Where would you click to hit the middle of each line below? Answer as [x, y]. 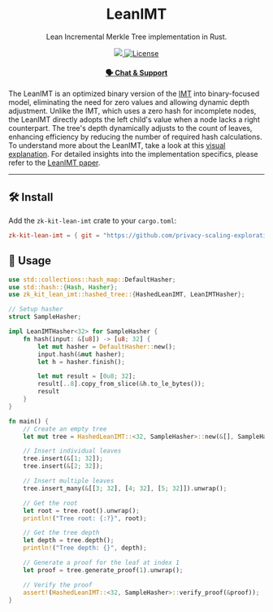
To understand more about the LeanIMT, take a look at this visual [117, 145]
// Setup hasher [36, 310]
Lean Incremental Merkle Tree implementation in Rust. [136, 37]
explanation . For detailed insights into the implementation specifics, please [133, 154]
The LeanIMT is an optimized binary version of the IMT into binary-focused [134, 93]
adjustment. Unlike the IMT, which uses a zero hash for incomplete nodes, [132, 111]
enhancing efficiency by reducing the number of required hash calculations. [135, 137]
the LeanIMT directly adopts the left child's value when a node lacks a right [134, 119]
